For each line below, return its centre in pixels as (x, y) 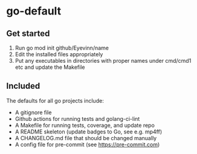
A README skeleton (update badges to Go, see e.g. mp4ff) (89, 132)
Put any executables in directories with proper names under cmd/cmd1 (103, 61)
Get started (28, 34)
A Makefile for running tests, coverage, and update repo (85, 125)
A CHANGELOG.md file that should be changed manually (86, 138)
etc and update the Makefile (50, 67)
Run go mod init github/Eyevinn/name (62, 48)
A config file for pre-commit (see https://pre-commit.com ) (87, 144)
